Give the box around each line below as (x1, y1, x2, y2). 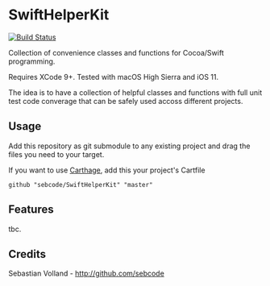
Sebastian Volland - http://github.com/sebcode (8, 268, 165, 279)
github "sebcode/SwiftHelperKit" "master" (8, 180, 153, 189)
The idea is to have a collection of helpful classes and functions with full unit (8, 87, 263, 97)
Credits (8, 247, 47, 261)
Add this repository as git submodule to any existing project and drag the (8, 141, 251, 151)
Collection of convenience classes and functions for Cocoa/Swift (8, 48, 224, 57)
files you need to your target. (8, 149, 105, 159)
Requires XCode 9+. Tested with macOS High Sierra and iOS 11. (8, 72, 219, 81)
